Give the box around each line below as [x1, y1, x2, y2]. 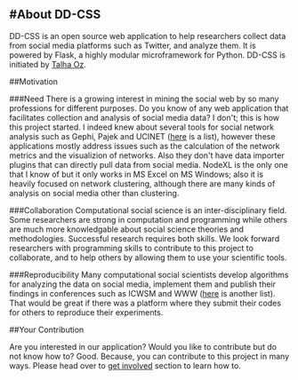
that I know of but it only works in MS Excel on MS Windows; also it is [9, 169, 264, 179]
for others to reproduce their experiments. [9, 306, 164, 318]
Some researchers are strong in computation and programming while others [9, 214, 287, 225]
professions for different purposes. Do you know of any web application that [9, 102, 289, 114]
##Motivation [9, 75, 59, 87]
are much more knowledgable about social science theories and [9, 224, 245, 234]
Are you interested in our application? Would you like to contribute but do [9, 341, 278, 352]
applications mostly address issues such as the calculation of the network [9, 140, 280, 151]
